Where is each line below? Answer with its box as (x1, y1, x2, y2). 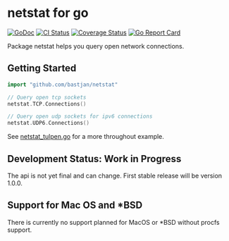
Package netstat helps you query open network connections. (7, 42, 185, 50)
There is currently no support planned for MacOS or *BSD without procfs (7, 218, 220, 226)
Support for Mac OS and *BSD (7, 199, 143, 211)
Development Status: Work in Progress (7, 153, 182, 165)
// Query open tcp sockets (7, 94, 87, 101)
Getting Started (7, 62, 77, 75)
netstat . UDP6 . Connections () (7, 120, 90, 127)
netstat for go (7, 5, 89, 21)
